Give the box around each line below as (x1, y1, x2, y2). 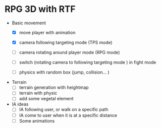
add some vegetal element (19, 96, 74, 102)
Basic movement (11, 20, 46, 26)
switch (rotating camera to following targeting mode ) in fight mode (19, 60, 157, 65)
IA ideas (11, 101, 29, 107)
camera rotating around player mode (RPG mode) (19, 50, 120, 56)
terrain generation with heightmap (19, 84, 89, 90)
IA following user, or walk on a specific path (19, 107, 108, 113)
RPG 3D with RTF (4, 3, 76, 15)
